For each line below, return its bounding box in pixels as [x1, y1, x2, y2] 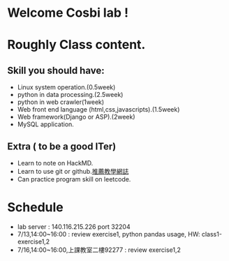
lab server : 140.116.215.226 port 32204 [17, 222, 131, 231]
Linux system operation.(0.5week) [17, 83, 116, 91]
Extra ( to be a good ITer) [7, 140, 117, 152]
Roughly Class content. [7, 37, 146, 53]
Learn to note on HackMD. [17, 159, 94, 167]
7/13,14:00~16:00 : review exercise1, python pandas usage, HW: [17, 230, 200, 238]
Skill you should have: [7, 64, 105, 76]
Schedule [7, 200, 64, 216]
